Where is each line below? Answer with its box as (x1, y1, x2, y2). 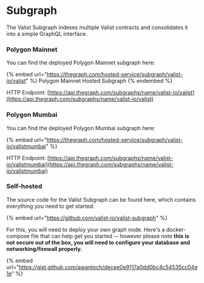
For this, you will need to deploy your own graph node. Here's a (6, 225, 165, 233)
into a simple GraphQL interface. (6, 30, 88, 37)
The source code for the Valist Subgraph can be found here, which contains (6, 196, 196, 203)
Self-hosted (6, 182, 42, 191)
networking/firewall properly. (6, 245, 83, 252)
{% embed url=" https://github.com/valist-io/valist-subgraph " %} (6, 214, 168, 221)
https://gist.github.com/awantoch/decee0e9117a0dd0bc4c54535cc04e (18, 263, 198, 270)
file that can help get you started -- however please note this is (31, 232, 189, 239)
